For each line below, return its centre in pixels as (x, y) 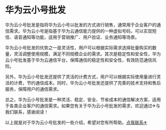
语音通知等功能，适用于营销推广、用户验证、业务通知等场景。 (76, 37)
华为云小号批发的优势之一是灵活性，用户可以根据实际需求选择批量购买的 (79, 47)
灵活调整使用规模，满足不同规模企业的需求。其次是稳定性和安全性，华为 (87, 54)
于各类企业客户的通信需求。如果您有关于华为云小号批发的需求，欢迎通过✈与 (83, 106)
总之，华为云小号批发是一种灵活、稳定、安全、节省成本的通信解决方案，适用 (83, 99)
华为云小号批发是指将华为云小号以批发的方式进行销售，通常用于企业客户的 (81, 25)
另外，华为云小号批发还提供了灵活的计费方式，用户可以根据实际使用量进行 (81, 77)
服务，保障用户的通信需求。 (33, 89)
